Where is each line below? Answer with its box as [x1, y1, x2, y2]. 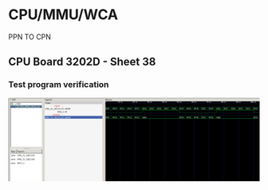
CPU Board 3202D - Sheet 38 [8, 55, 156, 69]
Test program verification [8, 79, 109, 90]
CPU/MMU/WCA [8, 6, 119, 24]
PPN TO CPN [8, 32, 52, 42]
